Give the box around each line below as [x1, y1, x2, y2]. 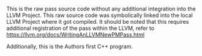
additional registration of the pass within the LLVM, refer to [6, 24, 155, 32]
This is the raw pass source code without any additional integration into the [6, 5, 196, 12]
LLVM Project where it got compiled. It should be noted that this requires [6, 18, 189, 25]
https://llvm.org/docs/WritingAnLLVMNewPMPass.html [6, 31, 145, 38]
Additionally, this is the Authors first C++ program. [6, 43, 133, 50]
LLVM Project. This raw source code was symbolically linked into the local [6, 12, 193, 19]
